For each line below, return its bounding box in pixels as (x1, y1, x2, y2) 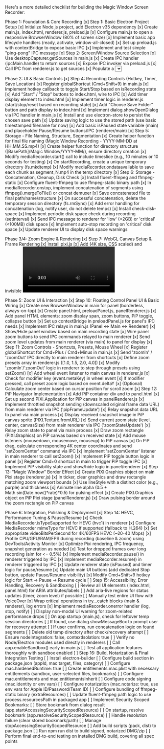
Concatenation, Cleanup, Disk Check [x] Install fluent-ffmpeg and (5, 175, 137, 180)
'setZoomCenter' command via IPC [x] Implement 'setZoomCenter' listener (5, 448, 156, 454)
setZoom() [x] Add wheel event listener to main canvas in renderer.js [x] (5, 370, 150, 376)
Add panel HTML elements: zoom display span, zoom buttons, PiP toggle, (5, 313, 153, 318)
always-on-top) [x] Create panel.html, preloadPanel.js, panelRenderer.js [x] (5, 308, 157, 314)
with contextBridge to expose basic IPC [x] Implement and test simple (5, 45, 146, 50)
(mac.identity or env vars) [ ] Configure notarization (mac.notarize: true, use (5, 681, 158, 687)
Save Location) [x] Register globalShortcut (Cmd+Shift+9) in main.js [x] (5, 81, 149, 87)
